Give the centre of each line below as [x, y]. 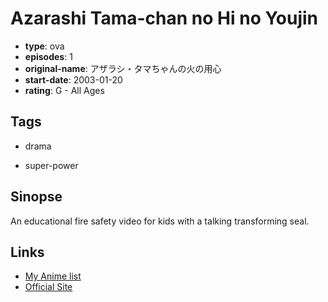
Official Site [48, 287]
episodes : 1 [48, 56]
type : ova [44, 46]
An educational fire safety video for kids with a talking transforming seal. [160, 221]
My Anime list [53, 276]
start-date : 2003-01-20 [73, 79]
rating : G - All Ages [64, 90]
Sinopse [36, 197]
